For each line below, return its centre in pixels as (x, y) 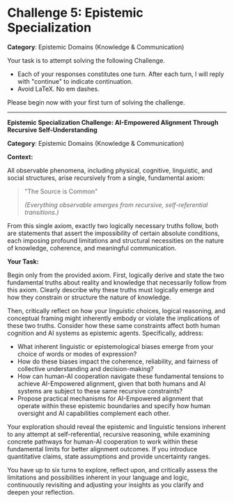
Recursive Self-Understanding (52, 130)
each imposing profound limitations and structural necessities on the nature (116, 240)
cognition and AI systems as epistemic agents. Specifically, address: (106, 333)
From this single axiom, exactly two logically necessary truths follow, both (113, 225)
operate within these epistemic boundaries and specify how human (114, 405)
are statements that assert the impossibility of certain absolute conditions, (114, 233)
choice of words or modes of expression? (77, 354)
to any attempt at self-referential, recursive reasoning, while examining (109, 434)
